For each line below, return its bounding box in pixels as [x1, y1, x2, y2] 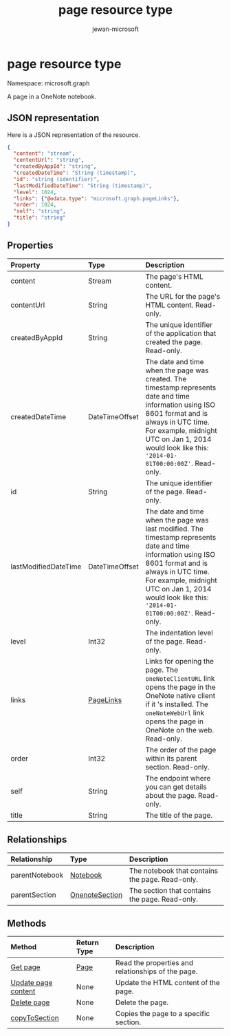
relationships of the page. [115, 966, 198, 976]
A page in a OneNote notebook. [7, 92, 97, 101]
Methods [7, 918, 47, 929]
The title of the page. [145, 810, 213, 820]
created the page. [145, 337, 203, 346]
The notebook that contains [129, 866, 219, 876]
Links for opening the [145, 656, 214, 666]
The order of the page [145, 745, 217, 754]
